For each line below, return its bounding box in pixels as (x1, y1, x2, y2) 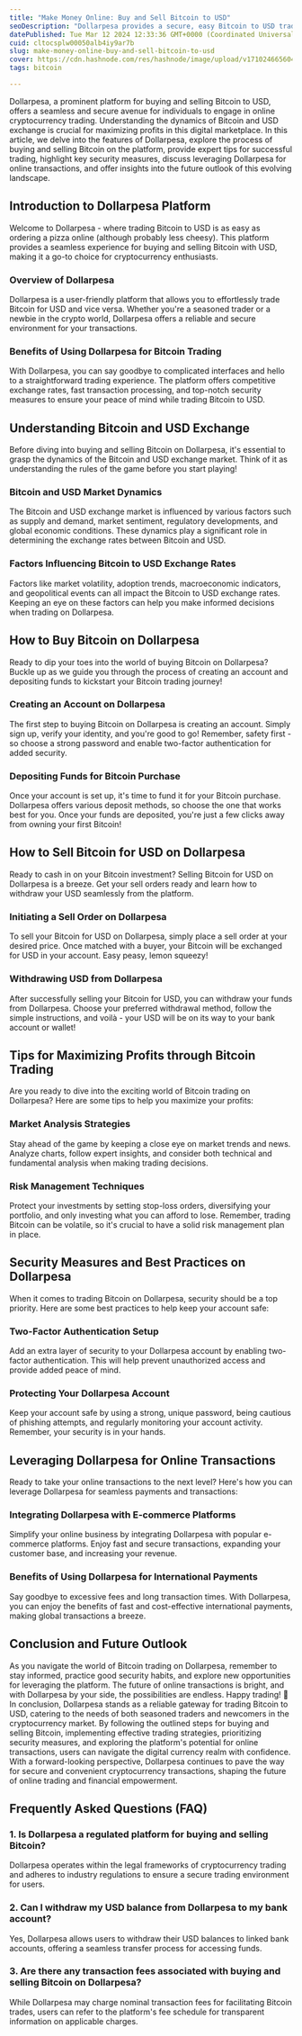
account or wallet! (9, 1022, 76, 1032)
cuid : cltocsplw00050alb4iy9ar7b (9, 38, 135, 48)
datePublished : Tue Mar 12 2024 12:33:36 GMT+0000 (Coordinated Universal (9, 30, 296, 39)
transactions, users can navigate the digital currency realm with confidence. (9, 1746, 291, 1757)
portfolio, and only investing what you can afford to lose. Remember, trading (9, 1210, 291, 1221)
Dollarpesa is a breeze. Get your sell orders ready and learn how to (9, 878, 258, 889)
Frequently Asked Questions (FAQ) (9, 1801, 209, 1816)
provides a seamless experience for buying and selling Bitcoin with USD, (9, 241, 278, 252)
